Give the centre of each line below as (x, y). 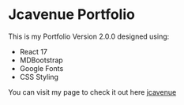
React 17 (33, 51)
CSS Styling (39, 77)
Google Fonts (41, 68)
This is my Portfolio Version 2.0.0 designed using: (89, 36)
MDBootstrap (41, 60)
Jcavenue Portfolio (72, 15)
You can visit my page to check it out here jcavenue (92, 92)
